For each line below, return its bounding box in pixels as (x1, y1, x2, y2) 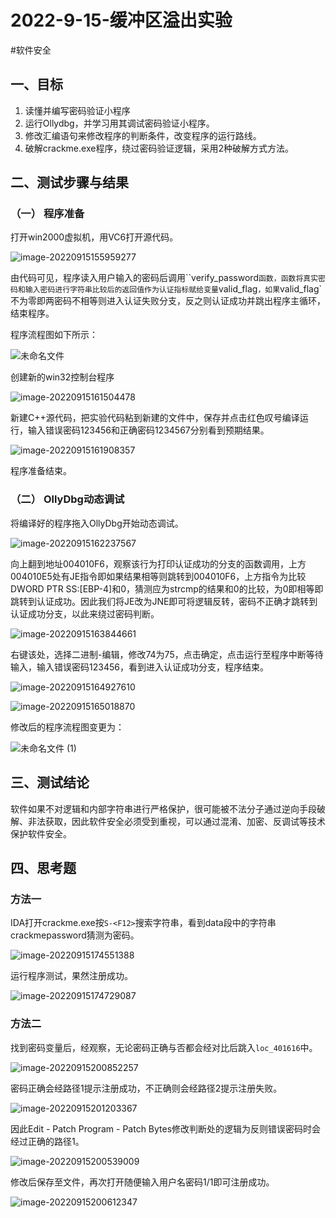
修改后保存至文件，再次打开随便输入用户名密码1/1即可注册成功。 (10, 1176, 275, 1188)
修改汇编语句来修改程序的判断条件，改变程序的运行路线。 (24, 129, 262, 141)
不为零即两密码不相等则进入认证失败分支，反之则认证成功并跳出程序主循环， (10, 295, 326, 307)
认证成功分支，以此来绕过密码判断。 (10, 607, 160, 620)
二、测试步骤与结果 (10, 174, 129, 191)
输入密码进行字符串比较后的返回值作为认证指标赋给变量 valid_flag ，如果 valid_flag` (24, 283, 322, 295)
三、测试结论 (10, 774, 90, 791)
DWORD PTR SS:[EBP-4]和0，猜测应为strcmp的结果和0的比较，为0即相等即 (10, 582, 324, 595)
